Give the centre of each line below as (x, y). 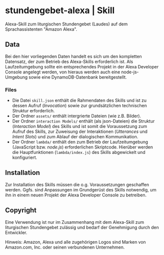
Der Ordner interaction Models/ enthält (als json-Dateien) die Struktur (83, 121)
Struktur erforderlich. (33, 111)
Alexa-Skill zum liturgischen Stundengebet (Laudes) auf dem (67, 24)
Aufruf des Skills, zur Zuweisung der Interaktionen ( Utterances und (80, 131)
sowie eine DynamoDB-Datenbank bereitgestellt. (78, 77)
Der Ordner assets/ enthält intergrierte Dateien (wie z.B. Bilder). (76, 116)
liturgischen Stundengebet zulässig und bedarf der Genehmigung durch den (82, 227)
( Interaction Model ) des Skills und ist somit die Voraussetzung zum (80, 127)
